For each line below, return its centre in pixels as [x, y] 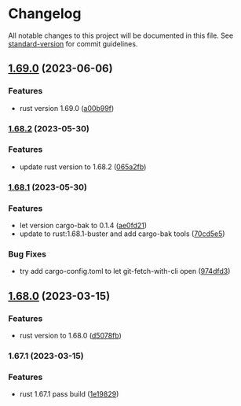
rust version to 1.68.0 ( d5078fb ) [70, 336]
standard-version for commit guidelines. [73, 43]
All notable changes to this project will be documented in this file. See [121, 35]
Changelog [45, 14]
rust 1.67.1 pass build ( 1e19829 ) [69, 394]
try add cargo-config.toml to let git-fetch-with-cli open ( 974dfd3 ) [125, 271]
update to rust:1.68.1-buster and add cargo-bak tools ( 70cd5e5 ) [122, 234]
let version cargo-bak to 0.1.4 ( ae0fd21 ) [83, 226]
